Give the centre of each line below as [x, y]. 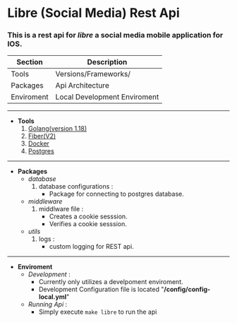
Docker [38, 143]
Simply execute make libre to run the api [98, 312]
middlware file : [61, 209]
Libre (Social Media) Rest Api [93, 13]
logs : [47, 239]
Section [30, 62]
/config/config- [187, 289]
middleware [45, 201]
